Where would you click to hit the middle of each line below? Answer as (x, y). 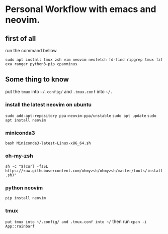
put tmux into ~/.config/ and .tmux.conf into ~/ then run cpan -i (76, 221)
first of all (21, 38)
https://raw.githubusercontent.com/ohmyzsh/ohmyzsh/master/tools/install (84, 171)
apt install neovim (26, 121)
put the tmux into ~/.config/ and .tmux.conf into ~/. (59, 91)
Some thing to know (37, 80)
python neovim (24, 188)
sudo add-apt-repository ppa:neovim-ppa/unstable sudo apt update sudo (81, 116)
